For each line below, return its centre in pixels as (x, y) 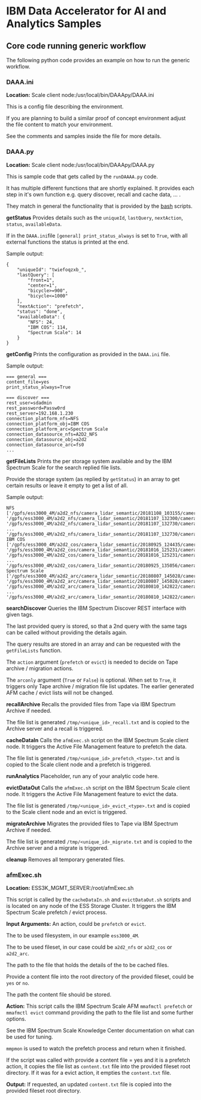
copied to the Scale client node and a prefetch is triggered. (79, 764)
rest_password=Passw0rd (36, 408)
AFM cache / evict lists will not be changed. (60, 692)
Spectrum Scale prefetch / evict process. (57, 912)
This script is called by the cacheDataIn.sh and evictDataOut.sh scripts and (99, 900)
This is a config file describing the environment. (65, 107)
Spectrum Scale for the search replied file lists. (64, 467)
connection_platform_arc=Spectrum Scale (57, 429)
